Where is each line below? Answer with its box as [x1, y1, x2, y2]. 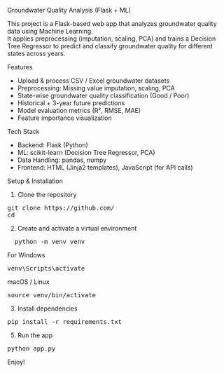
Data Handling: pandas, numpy [17, 156, 107, 164]
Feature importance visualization [17, 114, 112, 122]
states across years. [7, 49, 66, 57]
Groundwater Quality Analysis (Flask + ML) [7, 6, 132, 14]
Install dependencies [17, 304, 78, 313]
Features [7, 63, 33, 71]
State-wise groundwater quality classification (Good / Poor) [17, 91, 190, 100]
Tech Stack [7, 128, 40, 135]
